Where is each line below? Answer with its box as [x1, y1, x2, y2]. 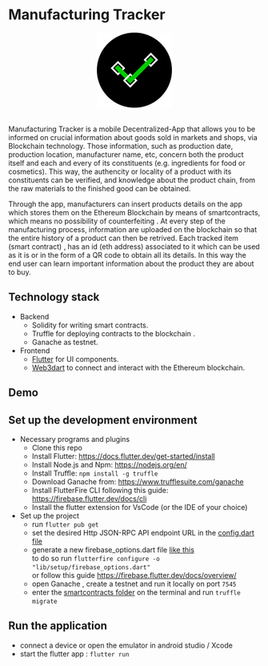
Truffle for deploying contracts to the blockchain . [31, 328, 196, 338]
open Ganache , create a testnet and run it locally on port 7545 [31, 579, 237, 588]
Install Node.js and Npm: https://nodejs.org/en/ [31, 459, 187, 469]
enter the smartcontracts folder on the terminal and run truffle [31, 587, 242, 597]
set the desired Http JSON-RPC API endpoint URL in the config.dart [31, 528, 254, 537]
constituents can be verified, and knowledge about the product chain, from [8, 175, 256, 185]
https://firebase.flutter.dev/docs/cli [31, 494, 147, 504]
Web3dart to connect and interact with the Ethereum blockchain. [31, 363, 246, 372]
